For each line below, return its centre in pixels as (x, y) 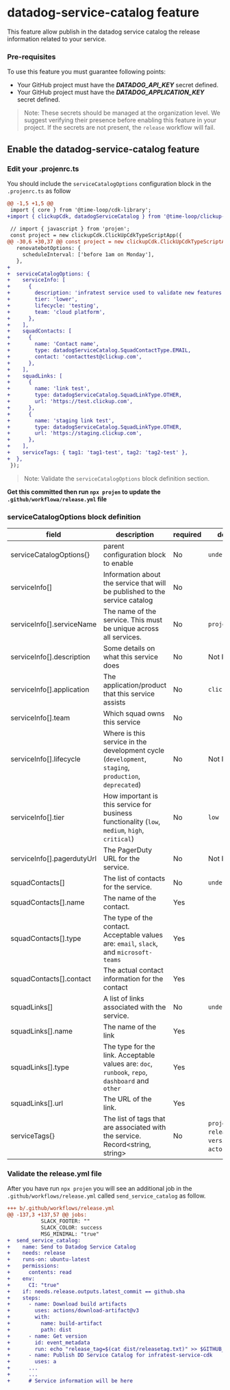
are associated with (135, 1127)
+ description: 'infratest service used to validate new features (115, 293)
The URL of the (127, 1099)
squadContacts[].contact (51, 979)
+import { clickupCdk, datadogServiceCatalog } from (84, 216)
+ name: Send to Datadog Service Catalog (72, 1247)
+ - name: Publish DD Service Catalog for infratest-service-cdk (110, 1355)
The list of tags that (134, 1119)
